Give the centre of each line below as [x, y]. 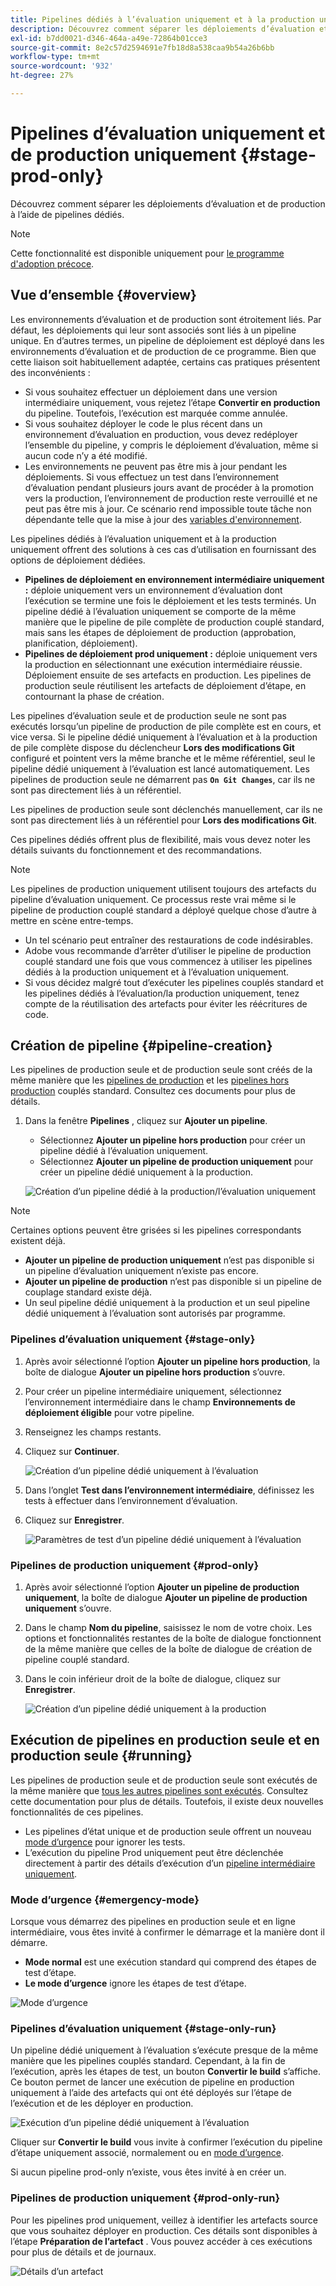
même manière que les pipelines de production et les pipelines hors [150, 1080]
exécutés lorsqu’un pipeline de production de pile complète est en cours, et [166, 726]
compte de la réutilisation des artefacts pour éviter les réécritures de [166, 1003]
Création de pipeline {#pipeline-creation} [141, 1046]
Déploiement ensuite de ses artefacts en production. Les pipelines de [168, 675]
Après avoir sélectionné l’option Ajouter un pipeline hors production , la [172, 1361]
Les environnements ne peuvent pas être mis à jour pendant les [156, 466]
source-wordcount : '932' [62, 66]
